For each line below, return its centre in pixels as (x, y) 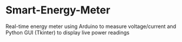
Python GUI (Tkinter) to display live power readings (68, 32)
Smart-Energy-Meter (58, 10)
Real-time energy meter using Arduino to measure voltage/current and (91, 26)
